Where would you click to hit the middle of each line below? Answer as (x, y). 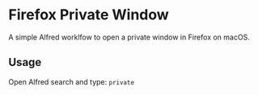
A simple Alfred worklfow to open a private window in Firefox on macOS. (129, 37)
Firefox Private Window (89, 15)
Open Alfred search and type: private (72, 81)
